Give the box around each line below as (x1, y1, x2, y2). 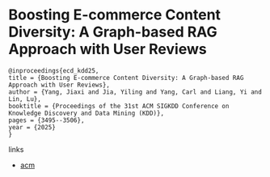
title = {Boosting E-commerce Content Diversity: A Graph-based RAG (8, 74, 244, 82)
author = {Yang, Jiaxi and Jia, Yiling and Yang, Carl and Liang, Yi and (8, 87, 263, 96)
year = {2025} (8, 123, 57, 131)
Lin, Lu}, (8, 95, 42, 103)
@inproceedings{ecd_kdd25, (8, 66, 99, 74)
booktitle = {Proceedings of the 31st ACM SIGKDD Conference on (8, 102, 230, 110)
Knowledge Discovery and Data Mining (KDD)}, (8, 109, 164, 117)
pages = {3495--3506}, (8, 116, 85, 124)
